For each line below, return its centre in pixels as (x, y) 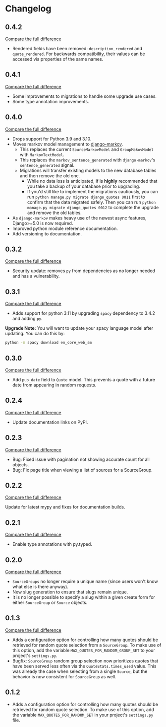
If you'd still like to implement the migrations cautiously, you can (92, 191)
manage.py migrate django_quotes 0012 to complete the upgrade (93, 207)
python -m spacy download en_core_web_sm (49, 343)
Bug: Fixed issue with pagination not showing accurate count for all (81, 459)
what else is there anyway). (40, 587)
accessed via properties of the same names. (58, 59)
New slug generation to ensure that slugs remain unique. (70, 592)
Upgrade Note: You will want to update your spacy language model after (79, 328)
